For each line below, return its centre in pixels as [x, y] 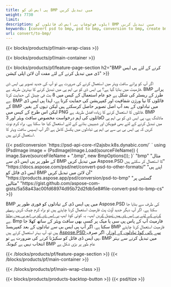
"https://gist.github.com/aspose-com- [60, 183]
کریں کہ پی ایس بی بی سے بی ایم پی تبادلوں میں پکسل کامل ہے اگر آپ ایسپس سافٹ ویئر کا [79, 129]
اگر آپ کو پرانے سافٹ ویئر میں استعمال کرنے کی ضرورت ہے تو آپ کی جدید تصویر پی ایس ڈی [80, 83]
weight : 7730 [20, 15]
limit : [13, 19]
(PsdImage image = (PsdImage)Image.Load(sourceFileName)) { [72, 150]
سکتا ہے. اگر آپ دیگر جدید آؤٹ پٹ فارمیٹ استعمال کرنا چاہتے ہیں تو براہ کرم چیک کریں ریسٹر [81, 209]
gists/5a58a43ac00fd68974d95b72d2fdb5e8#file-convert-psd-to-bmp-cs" [85, 189]
